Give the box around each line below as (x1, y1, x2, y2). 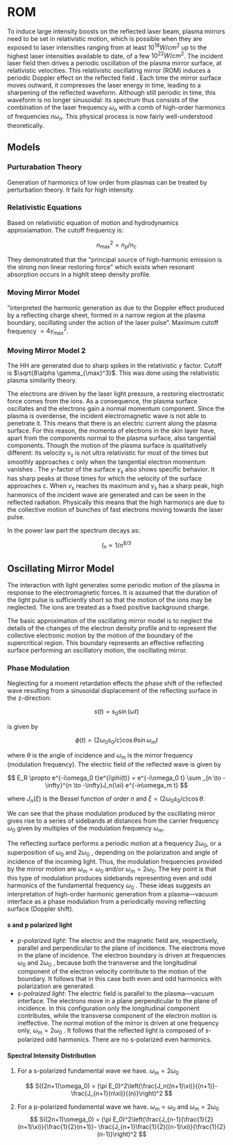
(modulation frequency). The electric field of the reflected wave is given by (7, 760, 222, 768)
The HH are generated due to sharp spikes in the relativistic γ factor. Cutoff (7, 362, 222, 370)
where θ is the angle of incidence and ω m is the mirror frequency (7, 751, 193, 761)
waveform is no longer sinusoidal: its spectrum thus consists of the (7, 96, 199, 104)
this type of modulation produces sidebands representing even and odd (7, 874, 213, 882)
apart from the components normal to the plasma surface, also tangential (7, 434, 216, 442)
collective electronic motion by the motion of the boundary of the (7, 631, 193, 640)
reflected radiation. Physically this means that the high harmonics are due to (7, 498, 225, 506)
